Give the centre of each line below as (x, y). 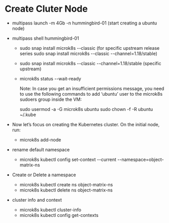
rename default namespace (41, 149)
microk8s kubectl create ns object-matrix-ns (66, 184)
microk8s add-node (40, 140)
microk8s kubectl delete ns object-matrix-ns (66, 190)
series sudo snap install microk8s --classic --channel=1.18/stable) (89, 53)
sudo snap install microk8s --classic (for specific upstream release (90, 48)
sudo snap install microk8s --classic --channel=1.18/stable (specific (90, 63)
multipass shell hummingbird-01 (45, 38)
